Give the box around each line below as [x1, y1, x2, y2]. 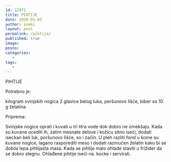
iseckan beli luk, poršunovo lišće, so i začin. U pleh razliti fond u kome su [5, 134, 159, 141]
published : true [5, 36, 40, 41]
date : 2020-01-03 [5, 17, 42, 22]
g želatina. [5, 104, 27, 110]
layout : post [5, 27, 33, 32]
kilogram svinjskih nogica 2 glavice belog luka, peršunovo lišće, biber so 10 [5, 98, 163, 105]
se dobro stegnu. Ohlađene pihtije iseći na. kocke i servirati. [5, 151, 131, 157]
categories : [5, 50, 31, 55]
